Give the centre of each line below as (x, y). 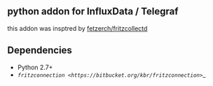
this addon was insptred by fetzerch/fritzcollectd (77, 28)
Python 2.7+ (35, 67)
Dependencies (40, 51)
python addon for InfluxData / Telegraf (93, 12)
